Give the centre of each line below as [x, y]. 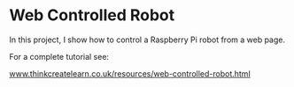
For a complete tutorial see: [59, 56]
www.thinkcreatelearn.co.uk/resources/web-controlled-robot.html [130, 73]
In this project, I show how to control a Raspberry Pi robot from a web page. [147, 40]
